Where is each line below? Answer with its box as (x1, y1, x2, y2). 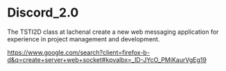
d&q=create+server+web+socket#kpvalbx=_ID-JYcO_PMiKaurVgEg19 (7, 55, 207, 63)
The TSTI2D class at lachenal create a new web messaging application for (7, 28, 219, 36)
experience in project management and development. (7, 34, 160, 43)
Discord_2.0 (7, 5, 79, 21)
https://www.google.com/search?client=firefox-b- (7, 48, 150, 57)
